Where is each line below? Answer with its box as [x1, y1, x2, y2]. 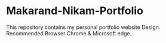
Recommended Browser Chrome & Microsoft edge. [6, 29, 132, 37]
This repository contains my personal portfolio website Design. [6, 24, 161, 31]
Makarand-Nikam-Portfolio [6, 4, 143, 18]
